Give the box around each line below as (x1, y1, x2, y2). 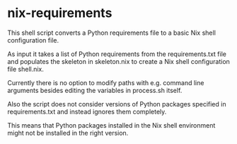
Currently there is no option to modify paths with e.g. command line (7, 78, 204, 87)
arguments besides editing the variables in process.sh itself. (7, 86, 183, 94)
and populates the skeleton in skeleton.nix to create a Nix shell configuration (7, 57, 230, 65)
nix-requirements (7, 5, 112, 21)
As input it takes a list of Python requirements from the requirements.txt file (7, 50, 226, 58)
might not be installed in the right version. (7, 128, 129, 137)
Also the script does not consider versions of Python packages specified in (7, 99, 226, 108)
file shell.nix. (7, 65, 45, 73)
